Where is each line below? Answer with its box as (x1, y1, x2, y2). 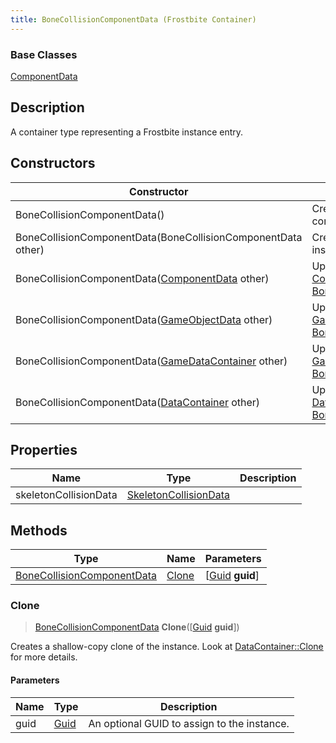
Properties (10, 441, 78, 458)
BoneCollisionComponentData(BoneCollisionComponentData (15, 230, 303, 244)
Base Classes (10, 47, 78, 61)
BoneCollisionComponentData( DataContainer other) (15, 395, 261, 409)
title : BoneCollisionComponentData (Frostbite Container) (10, 14, 257, 25)
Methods (10, 522, 68, 539)
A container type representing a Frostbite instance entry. (10, 126, 244, 138)
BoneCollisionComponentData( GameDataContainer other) (15, 354, 288, 368)
